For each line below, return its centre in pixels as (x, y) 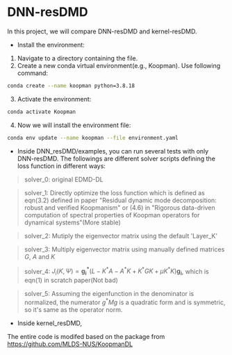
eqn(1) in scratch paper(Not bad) (71, 280)
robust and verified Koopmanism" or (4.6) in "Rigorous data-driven (119, 207)
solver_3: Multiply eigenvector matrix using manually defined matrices (124, 249)
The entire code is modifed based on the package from (86, 336)
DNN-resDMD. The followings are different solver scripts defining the (116, 158)
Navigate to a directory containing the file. (77, 58)
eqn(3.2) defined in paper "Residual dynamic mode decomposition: (120, 200)
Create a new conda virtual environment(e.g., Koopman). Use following (119, 65)
